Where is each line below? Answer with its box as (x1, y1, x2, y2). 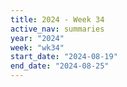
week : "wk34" (10, 42, 65, 53)
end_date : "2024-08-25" (10, 61, 110, 71)
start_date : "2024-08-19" (10, 52, 118, 62)
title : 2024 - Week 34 (10, 14, 105, 25)
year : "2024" (10, 33, 65, 43)
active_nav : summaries (10, 24, 105, 34)
